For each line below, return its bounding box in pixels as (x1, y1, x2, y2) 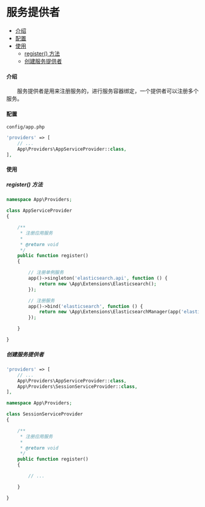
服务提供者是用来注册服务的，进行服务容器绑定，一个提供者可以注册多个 (16, 87, 199, 95)
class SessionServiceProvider (6, 411, 84, 417)
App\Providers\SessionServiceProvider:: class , (17, 383, 138, 390)
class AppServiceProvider (6, 208, 72, 214)
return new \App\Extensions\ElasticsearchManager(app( (38, 309, 182, 315)
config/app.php (6, 124, 45, 130)
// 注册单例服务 (28, 269, 64, 275)
